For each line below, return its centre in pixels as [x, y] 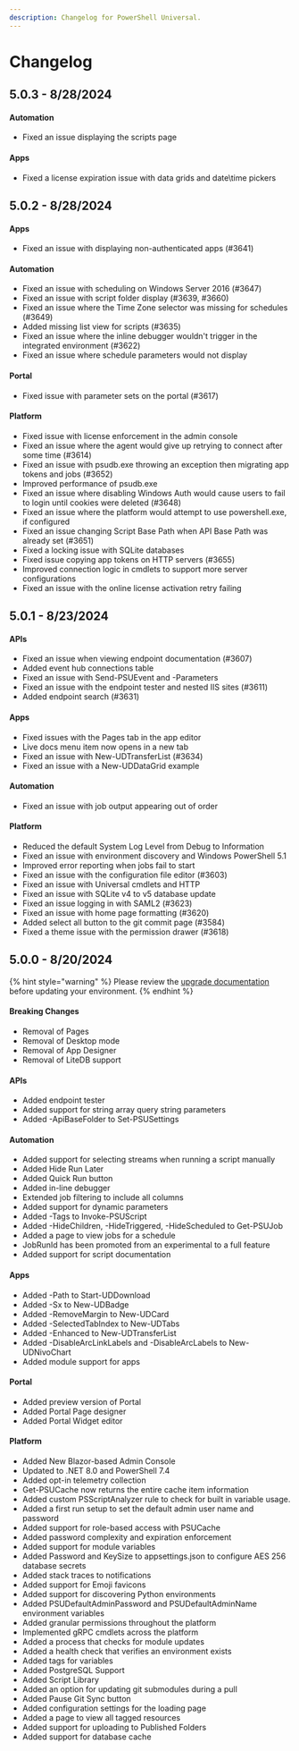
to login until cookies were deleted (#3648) [101, 503]
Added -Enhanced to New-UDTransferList [99, 1332]
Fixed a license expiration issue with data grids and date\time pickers [149, 178]
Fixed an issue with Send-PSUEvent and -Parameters [120, 678]
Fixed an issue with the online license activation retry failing [132, 588]
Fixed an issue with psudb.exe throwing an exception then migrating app [156, 464]
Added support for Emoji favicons [84, 1585]
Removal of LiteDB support [72, 1060]
